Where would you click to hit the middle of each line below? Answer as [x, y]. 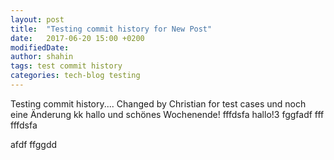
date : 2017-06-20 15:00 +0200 [77, 38]
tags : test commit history [66, 66]
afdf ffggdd [34, 144]
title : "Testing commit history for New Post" [111, 29]
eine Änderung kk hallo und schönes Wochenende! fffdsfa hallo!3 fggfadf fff [167, 114]
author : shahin [42, 57]
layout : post [37, 19]
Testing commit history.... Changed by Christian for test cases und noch [158, 103]
